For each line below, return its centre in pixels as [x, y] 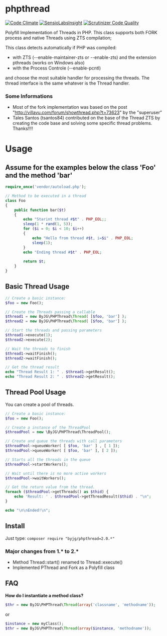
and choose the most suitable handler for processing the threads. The [77, 78]
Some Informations [29, 96]
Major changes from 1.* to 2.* [42, 551]
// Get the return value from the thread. [50, 487]
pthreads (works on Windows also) [49, 62]
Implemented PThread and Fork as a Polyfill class [63, 568]
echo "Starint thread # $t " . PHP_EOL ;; [65, 220]
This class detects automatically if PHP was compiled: [61, 47]
